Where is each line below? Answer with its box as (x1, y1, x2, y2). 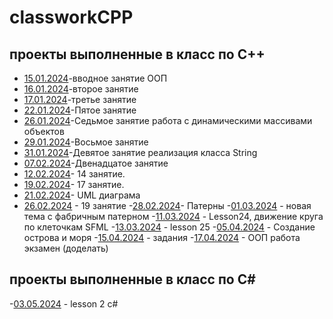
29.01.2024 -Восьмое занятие (23, 136, 149, 148)
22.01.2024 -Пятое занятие (23, 104, 137, 116)
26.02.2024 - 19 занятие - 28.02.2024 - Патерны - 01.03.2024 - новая (23, 200, 312, 211)
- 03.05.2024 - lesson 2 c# (9, 297, 119, 310)
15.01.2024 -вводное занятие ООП (23, 72, 168, 84)
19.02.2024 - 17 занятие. (23, 179, 125, 190)
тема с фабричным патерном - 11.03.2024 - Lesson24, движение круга (23, 211, 324, 222)
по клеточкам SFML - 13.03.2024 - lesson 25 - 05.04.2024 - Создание (23, 221, 316, 233)
